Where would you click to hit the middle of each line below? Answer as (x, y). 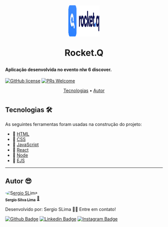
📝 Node (20, 155)
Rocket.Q (84, 53)
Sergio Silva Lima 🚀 (22, 199)
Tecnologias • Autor (84, 90)
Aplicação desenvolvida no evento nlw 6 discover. (58, 69)
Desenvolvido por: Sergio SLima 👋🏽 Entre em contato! (60, 209)
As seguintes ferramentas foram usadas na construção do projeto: (73, 124)
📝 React (20, 150)
